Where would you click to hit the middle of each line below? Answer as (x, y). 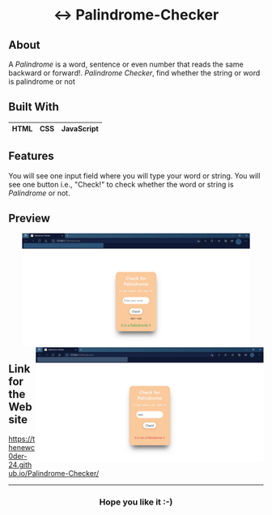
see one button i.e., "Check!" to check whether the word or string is (121, 184)
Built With (34, 107)
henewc (21, 448)
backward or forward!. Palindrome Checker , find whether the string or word (134, 73)
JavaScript (80, 129)
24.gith (20, 465)
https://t (22, 439)
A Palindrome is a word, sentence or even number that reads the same (126, 64)
